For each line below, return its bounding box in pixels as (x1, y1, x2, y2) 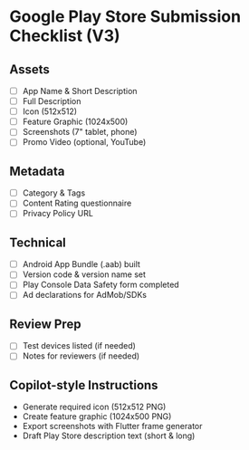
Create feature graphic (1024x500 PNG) (22, 411, 172, 422)
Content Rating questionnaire (22, 197, 132, 209)
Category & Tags (22, 187, 86, 198)
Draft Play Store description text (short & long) (22, 430, 196, 441)
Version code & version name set (22, 269, 147, 280)
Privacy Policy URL (22, 208, 93, 219)
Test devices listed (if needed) (22, 340, 136, 351)
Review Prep (9, 316, 81, 331)
